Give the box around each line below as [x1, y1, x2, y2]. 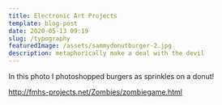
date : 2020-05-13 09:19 [8, 27, 89, 35]
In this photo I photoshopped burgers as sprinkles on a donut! [8, 72, 215, 81]
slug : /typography [8, 34, 70, 43]
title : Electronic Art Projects [8, 11, 117, 20]
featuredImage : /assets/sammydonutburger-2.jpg [8, 42, 173, 50]
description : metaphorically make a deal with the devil [8, 49, 205, 57]
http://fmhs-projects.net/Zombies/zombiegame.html [8, 87, 182, 97]
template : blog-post [8, 19, 79, 27]
